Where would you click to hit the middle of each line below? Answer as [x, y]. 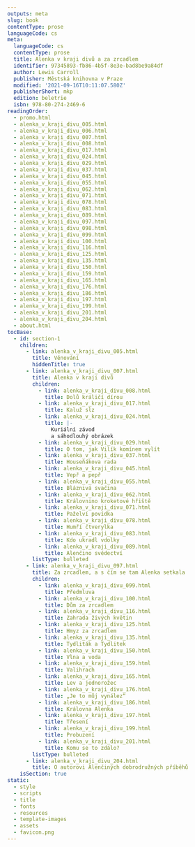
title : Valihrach [70, 670]
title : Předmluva [70, 592]
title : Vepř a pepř [72, 475]
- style [25, 787]
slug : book [23, 20]
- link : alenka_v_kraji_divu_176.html [94, 689]
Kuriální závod [73, 429]
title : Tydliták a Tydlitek [85, 644]
